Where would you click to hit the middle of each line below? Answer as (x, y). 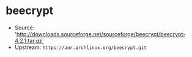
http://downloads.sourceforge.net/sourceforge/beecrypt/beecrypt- (101, 34)
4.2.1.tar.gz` (29, 40)
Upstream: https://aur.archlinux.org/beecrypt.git (81, 47)
